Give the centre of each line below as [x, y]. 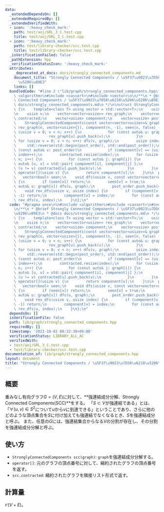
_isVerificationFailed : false [40, 55]
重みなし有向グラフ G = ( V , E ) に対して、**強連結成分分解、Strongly [72, 397]
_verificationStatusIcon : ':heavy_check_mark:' [59, 64]
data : [10, 10]
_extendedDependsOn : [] [33, 14]
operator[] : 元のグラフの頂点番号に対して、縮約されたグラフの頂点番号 [84, 463]
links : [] [24, 87]
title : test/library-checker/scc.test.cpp [58, 50]
